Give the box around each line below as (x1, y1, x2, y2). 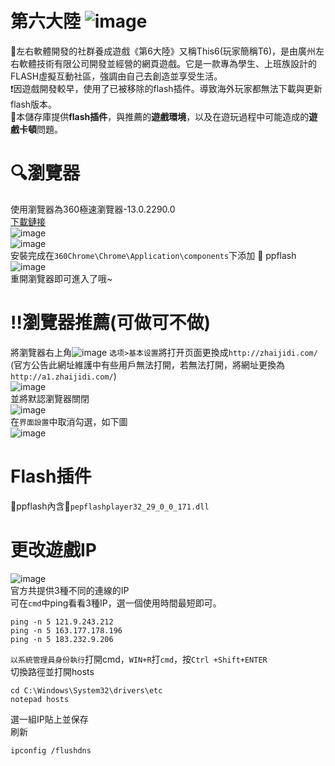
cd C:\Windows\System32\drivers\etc (10, 685, 163, 696)
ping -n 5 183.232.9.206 (10, 634, 114, 644)
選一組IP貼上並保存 (10, 713, 89, 725)
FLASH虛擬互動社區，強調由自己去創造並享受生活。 (10, 70, 223, 82)
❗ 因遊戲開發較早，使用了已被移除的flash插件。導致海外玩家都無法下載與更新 (10, 82, 323, 94)
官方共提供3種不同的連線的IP (10, 584, 130, 596)
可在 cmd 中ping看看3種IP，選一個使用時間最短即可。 (10, 597, 222, 609)
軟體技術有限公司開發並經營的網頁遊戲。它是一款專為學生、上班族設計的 (18, 57, 317, 69)
